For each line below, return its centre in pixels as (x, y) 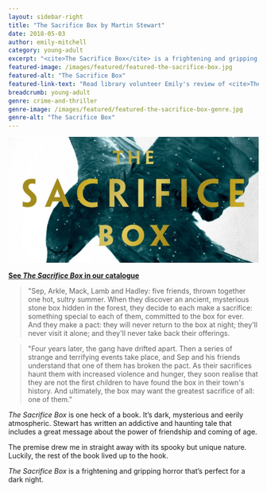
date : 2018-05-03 (37, 33)
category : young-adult (46, 51)
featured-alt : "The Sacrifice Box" (67, 76)
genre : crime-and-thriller (53, 101)
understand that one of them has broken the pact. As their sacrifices (139, 365)
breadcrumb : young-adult (49, 92)
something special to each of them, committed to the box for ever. (136, 316)
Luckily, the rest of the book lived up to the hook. (88, 455)
